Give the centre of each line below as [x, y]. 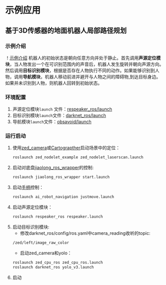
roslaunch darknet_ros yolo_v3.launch [53, 267]
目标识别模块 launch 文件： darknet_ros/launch [59, 116]
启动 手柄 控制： [28, 187]
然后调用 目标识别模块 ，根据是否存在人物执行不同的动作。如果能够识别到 [80, 70]
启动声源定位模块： [32, 207]
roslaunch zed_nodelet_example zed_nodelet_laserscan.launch [78, 157]
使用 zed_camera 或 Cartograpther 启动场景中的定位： [66, 148]
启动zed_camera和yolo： [46, 253]
